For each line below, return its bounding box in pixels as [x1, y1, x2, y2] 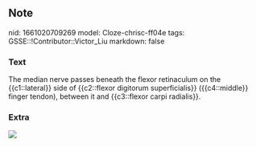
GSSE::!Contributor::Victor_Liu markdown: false [8, 36, 165, 46]
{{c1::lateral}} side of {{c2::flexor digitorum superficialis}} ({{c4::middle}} [8, 84, 249, 93]
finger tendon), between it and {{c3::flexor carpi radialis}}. [8, 92, 201, 101]
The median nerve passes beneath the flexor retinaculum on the [8, 75, 221, 84]
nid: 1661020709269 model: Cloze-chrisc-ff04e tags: [8, 27, 185, 37]
